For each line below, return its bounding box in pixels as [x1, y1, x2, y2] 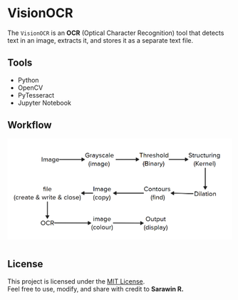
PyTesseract [17, 90, 55, 99]
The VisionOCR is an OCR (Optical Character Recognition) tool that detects [7, 29, 224, 37]
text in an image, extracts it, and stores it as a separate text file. [7, 36, 194, 44]
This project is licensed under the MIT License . [7, 276, 145, 286]
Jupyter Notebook [17, 98, 71, 107]
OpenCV [17, 83, 43, 92]
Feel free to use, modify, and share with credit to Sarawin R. [7, 284, 184, 293]
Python [17, 76, 39, 84]
